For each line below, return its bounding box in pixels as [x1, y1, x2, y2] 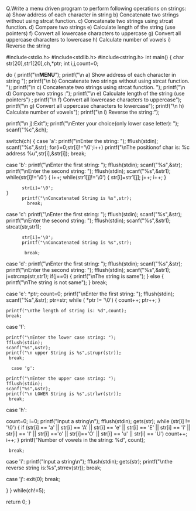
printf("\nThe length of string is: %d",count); [6, 308, 127, 314]
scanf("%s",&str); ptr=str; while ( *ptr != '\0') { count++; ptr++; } [6, 297, 161, 304]
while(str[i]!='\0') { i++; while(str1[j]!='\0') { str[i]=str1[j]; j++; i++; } [6, 174, 167, 180]
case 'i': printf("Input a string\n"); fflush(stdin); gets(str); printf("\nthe [6, 458, 173, 465]
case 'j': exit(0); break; [6, 476, 60, 482]
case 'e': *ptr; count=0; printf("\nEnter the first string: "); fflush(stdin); [6, 290, 174, 297]
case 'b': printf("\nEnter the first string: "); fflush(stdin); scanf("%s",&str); [6, 161, 183, 168]
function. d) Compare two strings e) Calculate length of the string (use [6, 23, 176, 30]
